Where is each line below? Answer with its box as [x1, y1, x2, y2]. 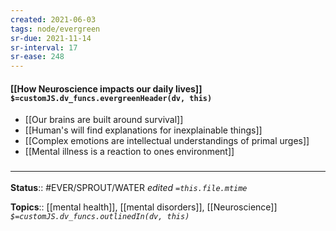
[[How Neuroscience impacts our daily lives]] [10, 82, 203, 95]
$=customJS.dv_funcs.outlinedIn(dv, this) [10, 211, 190, 221]
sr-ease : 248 [10, 52, 65, 62]
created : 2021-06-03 [10, 14, 97, 25]
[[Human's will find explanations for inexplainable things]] [24, 124, 263, 136]
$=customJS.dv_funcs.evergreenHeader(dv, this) [10, 93, 213, 103]
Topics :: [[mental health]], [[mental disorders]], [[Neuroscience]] [10, 201, 278, 213]
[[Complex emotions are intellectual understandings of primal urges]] [24, 135, 310, 147]
